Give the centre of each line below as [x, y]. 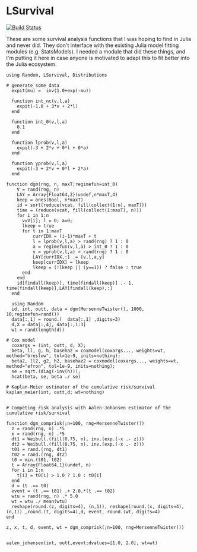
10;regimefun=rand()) [33, 314]
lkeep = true [38, 226]
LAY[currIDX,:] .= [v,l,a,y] [69, 257]
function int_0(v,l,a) [39, 122]
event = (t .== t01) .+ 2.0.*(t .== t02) [63, 491]
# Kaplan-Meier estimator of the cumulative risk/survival [81, 387]
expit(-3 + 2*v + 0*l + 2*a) [53, 168]
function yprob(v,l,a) [39, 163]
